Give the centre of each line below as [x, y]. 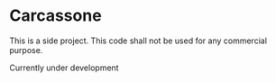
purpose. [26, 50]
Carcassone [55, 16]
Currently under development [64, 68]
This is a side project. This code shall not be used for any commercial [138, 41]
